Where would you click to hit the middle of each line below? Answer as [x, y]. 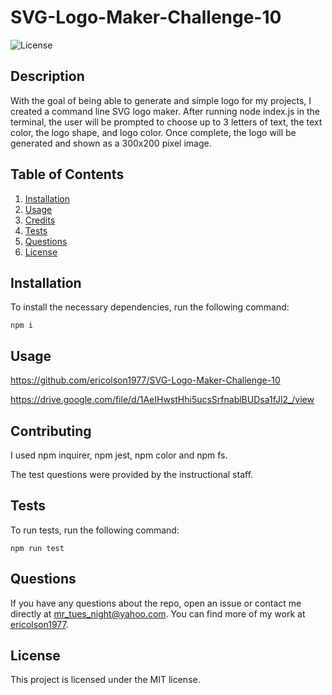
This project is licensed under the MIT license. [105, 680]
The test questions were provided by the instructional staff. [132, 474]
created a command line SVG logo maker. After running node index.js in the [165, 111]
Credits [40, 220]
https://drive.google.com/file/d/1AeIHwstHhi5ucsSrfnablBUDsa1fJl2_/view [162, 400]
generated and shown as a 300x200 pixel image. [111, 143]
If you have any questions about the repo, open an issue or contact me [156, 603]
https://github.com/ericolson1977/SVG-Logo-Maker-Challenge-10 [145, 380]
